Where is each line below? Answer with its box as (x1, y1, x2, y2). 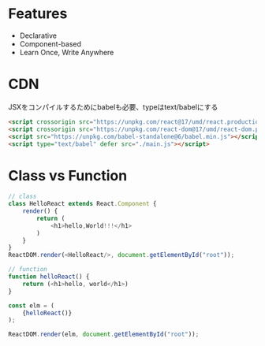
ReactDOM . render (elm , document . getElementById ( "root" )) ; (8, 330, 200, 339)
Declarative (19, 31, 58, 40)
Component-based (19, 39, 81, 48)
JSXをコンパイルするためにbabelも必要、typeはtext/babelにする (8, 102, 218, 111)
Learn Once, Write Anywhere (19, 47, 114, 57)
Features (8, 5, 68, 23)
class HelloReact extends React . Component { (8, 200, 157, 208)
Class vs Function (8, 166, 128, 184)
